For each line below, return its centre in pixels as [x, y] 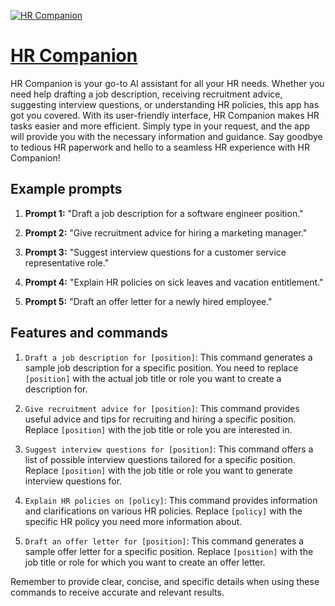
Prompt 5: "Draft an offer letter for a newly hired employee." [148, 301]
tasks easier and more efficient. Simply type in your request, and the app [160, 126]
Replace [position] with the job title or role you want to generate [158, 470]
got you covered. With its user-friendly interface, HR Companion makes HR [165, 115]
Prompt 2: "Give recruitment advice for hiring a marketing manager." [166, 232]
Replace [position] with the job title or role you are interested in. [158, 429]
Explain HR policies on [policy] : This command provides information [171, 500]
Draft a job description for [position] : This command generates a [168, 357]
